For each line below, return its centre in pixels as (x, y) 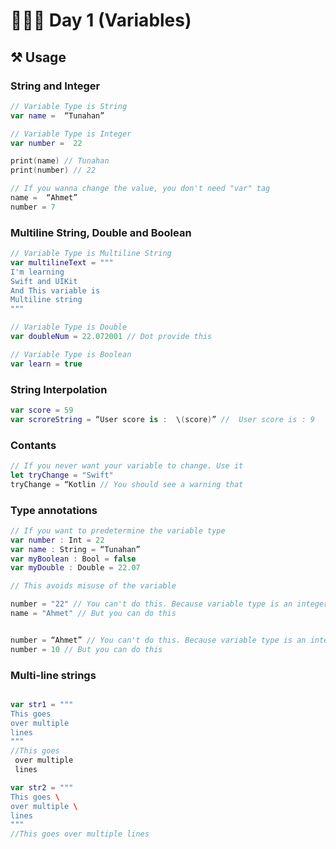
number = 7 (33, 207)
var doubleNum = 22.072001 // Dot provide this (111, 337)
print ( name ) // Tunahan (60, 161)
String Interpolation (59, 389)
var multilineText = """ (62, 262)
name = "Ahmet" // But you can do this (93, 614)
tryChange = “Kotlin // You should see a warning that (127, 484)
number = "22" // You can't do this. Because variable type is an (151, 604)
